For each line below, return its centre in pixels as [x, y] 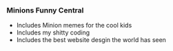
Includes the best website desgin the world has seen [91, 40]
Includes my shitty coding [53, 32]
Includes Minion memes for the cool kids [74, 25]
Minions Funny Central [45, 10]
